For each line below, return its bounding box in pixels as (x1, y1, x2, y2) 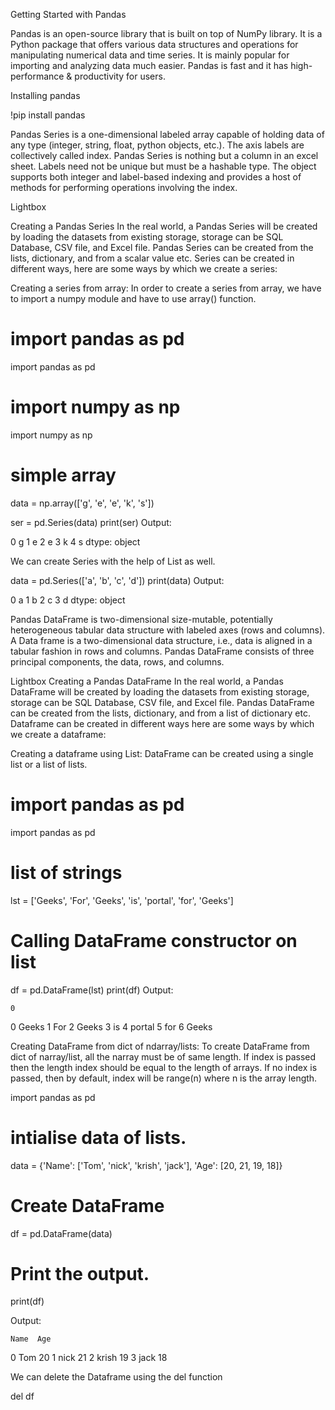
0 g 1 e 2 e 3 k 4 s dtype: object (10, 535, 141, 548)
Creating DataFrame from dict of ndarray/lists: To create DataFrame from (10, 1040, 310, 1052)
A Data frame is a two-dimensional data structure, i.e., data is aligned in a (10, 634, 313, 646)
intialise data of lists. (10, 1126, 187, 1149)
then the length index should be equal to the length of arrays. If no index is (10, 1061, 318, 1073)
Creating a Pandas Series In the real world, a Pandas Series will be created (10, 220, 318, 232)
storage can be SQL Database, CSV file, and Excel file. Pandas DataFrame (10, 696, 315, 708)
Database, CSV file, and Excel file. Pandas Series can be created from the (10, 242, 314, 253)
